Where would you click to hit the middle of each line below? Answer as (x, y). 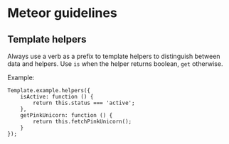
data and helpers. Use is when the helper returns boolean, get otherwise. (115, 64)
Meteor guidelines (62, 13)
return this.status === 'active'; (84, 103)
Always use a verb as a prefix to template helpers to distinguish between (114, 56)
